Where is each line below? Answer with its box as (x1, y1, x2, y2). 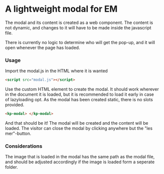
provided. (5, 102, 24, 108)
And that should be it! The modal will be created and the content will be (5, 120, 148, 126)
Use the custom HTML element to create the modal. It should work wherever (5, 87, 159, 92)
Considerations (5, 143, 42, 150)
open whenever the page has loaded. (5, 44, 81, 50)
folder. (5, 164, 18, 170)
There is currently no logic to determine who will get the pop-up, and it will (5, 39, 155, 45)
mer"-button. (5, 130, 32, 136)
